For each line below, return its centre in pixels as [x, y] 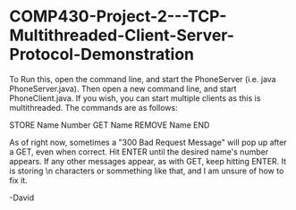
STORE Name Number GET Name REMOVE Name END [110, 125]
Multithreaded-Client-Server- [122, 35]
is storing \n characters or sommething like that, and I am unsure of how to [147, 171]
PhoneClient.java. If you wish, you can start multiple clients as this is [135, 98]
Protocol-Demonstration [102, 55]
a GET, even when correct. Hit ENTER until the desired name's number [139, 151]
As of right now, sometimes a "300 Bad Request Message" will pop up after [148, 142]
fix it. [19, 180]
